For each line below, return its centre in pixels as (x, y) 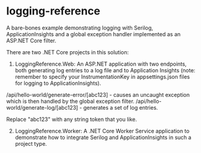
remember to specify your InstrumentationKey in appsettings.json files (102, 76)
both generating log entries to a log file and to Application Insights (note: (105, 70)
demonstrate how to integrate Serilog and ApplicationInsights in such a (103, 137)
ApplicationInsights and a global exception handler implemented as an (94, 34)
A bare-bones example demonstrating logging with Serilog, (80, 28)
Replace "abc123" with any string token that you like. (72, 119)
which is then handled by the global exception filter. (70, 101)
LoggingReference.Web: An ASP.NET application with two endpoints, (101, 64)
